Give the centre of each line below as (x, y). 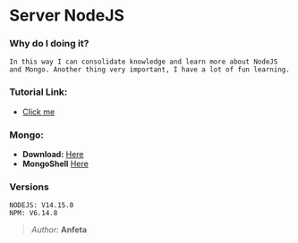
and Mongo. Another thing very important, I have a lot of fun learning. (150, 70)
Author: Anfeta (59, 230)
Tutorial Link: (38, 92)
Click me (38, 112)
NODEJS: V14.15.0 (42, 205)
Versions (29, 187)
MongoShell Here (55, 164)
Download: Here (53, 155)
